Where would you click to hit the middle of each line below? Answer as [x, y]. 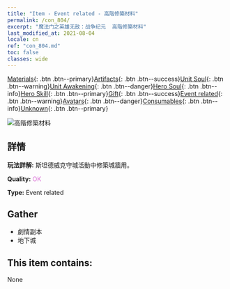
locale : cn [23, 40]
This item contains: [50, 263]
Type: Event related [36, 192]
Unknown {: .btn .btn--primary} [64, 108]
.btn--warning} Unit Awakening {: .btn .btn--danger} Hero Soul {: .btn [103, 86]
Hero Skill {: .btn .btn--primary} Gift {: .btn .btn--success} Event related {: [122, 93]
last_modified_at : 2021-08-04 [51, 33]
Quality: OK [24, 179]
